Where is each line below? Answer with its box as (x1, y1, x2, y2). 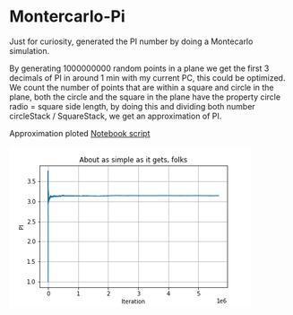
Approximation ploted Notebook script (9, 127, 151, 138)
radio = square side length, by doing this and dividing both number (9, 101, 255, 111)
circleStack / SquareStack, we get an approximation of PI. (9, 110, 222, 121)
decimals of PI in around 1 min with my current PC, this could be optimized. (9, 72, 286, 83)
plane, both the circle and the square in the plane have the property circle (9, 92, 280, 102)
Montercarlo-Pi (9, 6, 125, 27)
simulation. (9, 45, 50, 56)
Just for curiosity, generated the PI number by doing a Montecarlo (9, 36, 254, 47)
